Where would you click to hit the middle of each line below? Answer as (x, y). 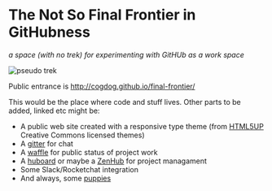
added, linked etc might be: (54, 111)
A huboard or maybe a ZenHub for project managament (114, 161)
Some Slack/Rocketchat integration (79, 169)
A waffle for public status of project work (89, 152)
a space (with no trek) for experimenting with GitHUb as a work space (126, 54)
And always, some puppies (66, 178)
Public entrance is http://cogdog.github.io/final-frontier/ (102, 86)
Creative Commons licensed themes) (82, 135)
